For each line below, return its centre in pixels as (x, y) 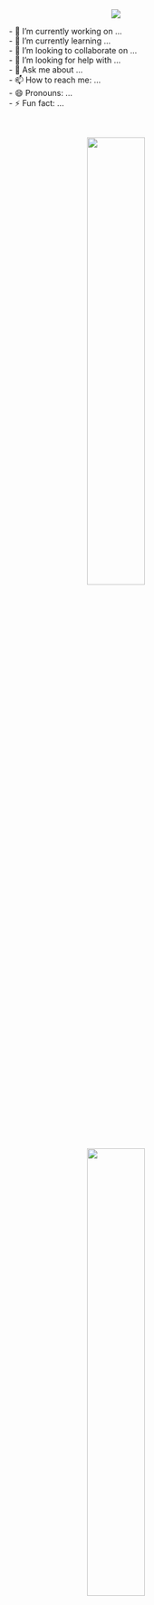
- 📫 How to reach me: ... (55, 80)
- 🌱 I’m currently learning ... (60, 41)
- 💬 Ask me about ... (46, 70)
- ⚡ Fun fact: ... (37, 103)
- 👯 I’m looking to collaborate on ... (73, 50)
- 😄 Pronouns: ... (40, 93)
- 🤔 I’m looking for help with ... (65, 60)
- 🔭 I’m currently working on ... (65, 31)
